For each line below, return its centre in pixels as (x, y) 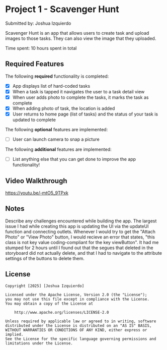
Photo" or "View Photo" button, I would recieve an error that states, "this (80, 237)
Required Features (35, 64)
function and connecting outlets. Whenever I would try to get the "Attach (80, 231)
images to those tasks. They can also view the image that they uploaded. (81, 38)
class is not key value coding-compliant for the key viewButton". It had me (82, 242)
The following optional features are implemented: (57, 130)
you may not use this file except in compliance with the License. (77, 299)
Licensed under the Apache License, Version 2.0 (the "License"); (76, 295)
